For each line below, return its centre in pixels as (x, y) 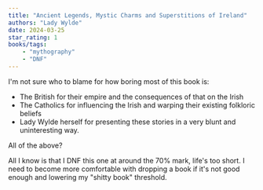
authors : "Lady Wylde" (45, 23)
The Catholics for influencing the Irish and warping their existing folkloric (137, 105)
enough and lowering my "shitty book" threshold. (88, 177)
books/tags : (27, 45)
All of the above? (35, 145)
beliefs (30, 113)
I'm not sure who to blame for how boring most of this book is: (109, 81)
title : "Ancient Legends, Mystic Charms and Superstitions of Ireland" (128, 15)
